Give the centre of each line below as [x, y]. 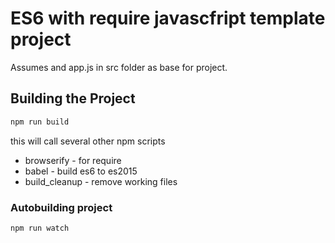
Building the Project [73, 98]
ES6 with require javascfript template [168, 18]
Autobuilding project [61, 207]
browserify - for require [73, 160]
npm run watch [40, 228]
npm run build [40, 122]
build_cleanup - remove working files [101, 181]
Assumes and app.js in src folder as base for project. [119, 67]
